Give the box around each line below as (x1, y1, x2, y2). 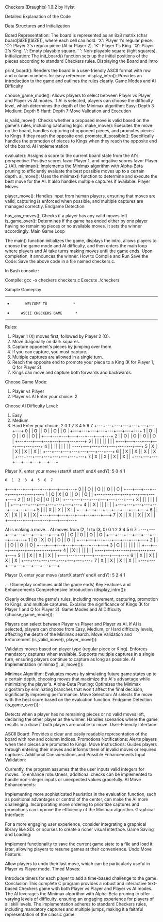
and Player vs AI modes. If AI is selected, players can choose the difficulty (5, 98, 153, 104)
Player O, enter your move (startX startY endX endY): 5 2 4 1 (5, 572, 126, 578)
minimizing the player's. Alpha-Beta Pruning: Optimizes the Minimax (5, 681, 141, 687)
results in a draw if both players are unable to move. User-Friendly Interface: (5, 722, 158, 727)
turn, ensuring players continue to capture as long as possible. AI (5, 656, 135, 662)
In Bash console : (5, 268, 40, 274)
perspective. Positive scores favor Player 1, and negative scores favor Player (5, 158, 158, 163)
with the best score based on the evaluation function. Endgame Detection (5, 697, 152, 702)
